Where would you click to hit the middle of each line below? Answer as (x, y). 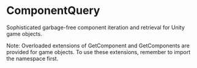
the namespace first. (32, 58)
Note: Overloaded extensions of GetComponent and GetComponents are (98, 46)
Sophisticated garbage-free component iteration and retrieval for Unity (96, 27)
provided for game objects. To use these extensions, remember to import (98, 52)
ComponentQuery (53, 11)
